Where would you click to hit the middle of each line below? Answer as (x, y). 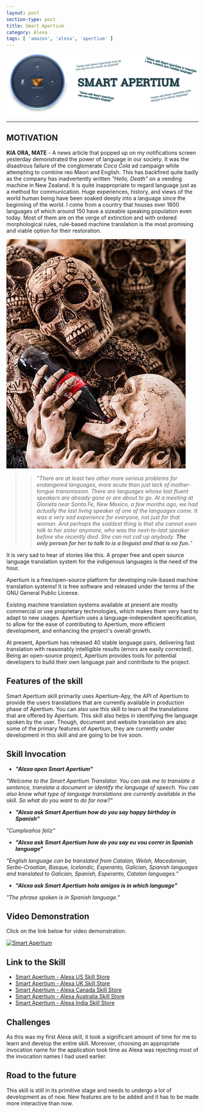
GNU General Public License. (43, 592)
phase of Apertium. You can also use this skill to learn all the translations (98, 709)
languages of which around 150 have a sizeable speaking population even (99, 211)
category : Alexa (27, 32)
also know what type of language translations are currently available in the (101, 793)
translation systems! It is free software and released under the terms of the (100, 586)
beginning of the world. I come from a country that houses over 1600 (93, 204)
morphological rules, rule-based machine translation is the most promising (100, 224)
